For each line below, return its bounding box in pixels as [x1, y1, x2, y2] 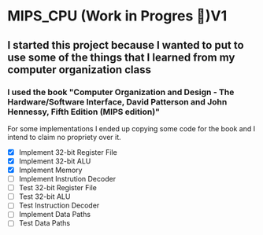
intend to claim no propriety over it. [7, 132, 121, 141]
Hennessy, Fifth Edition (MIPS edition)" [7, 106, 161, 117]
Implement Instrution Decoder [18, 174, 116, 184]
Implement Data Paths [18, 210, 91, 219]
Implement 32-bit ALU [18, 156, 91, 166]
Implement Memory [18, 165, 83, 174]
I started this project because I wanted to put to [7, 39, 245, 52]
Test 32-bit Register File [18, 183, 98, 193]
